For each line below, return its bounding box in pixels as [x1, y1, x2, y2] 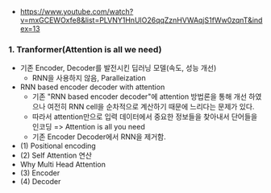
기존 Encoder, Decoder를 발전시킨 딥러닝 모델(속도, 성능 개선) [19, 64, 217, 73]
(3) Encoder [19, 168, 60, 178]
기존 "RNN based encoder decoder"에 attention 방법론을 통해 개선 [31, 92, 248, 101]
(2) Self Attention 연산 [19, 150, 93, 160]
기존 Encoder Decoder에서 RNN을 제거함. [31, 132, 167, 142]
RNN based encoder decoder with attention [19, 82, 165, 92]
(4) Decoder [19, 177, 61, 187]
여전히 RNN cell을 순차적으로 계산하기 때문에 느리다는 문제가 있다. [47, 102, 255, 112]
